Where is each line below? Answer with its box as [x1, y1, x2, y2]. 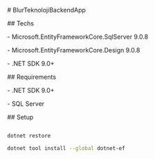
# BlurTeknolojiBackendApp [7, 6, 86, 14]
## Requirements [7, 73, 57, 81]
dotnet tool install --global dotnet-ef [7, 144, 126, 151]
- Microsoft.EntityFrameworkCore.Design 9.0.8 [7, 46, 140, 54]
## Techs [7, 19, 35, 27]
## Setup [7, 113, 34, 121]
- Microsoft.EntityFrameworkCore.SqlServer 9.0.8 [7, 32, 149, 41]
